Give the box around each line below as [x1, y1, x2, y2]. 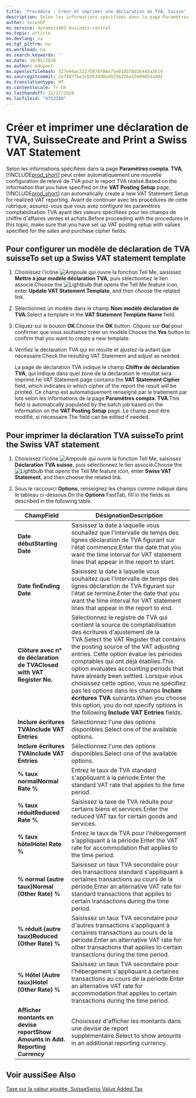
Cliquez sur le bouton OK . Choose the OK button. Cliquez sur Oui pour [14, 322, 183, 329]
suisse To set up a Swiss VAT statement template [6, 253, 186, 263]
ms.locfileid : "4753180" [6, 95, 66, 101]
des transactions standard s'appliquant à [71, 868, 183, 876]
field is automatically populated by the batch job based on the [14, 401, 163, 408]
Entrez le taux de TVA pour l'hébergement [71, 829, 187, 837]
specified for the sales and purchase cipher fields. [6, 227, 127, 234]
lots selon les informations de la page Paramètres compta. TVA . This [14, 395, 180, 402]
